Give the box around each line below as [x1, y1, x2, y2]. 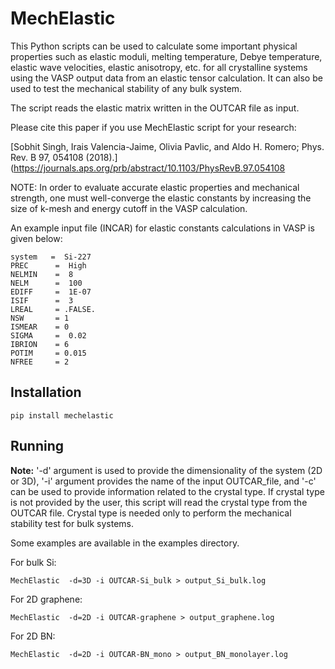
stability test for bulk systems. [10, 517, 134, 529]
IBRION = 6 [10, 339, 70, 349]
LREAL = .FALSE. [10, 304, 97, 314]
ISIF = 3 [10, 295, 74, 306]
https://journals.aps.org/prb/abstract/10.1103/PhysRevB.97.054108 [13, 162, 286, 174]
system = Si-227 [10, 252, 92, 262]
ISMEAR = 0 [10, 322, 70, 332]
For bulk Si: [10, 556, 57, 568]
